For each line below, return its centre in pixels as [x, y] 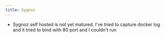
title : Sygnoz [20, 10]
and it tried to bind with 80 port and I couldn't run [64, 30]
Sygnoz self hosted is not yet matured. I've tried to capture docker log [86, 24]
